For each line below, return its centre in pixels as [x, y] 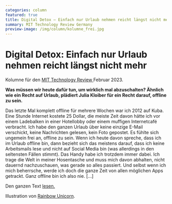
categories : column [26, 10]
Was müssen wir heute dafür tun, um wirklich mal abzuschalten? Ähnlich [84, 90]
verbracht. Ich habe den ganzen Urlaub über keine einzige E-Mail [74, 127]
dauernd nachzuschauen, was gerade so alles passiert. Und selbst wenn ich [86, 165]
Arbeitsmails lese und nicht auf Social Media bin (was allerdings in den [80, 149]
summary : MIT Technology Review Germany [49, 24]
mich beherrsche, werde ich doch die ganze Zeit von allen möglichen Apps [84, 171]
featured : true [21, 15]
